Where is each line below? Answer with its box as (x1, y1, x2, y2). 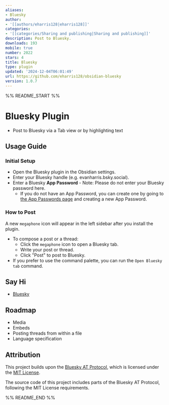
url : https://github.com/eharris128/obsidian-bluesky (5, 74, 122, 79)
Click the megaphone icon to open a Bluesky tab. (20, 241, 119, 247)
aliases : (5, 7, 24, 13)
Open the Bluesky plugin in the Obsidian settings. (12, 169, 116, 175)
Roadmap (5, 306, 37, 314)
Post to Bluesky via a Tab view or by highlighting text (12, 127, 123, 133)
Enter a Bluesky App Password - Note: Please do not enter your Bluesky (12, 180, 164, 186)
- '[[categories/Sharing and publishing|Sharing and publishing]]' (5, 31, 151, 36)
